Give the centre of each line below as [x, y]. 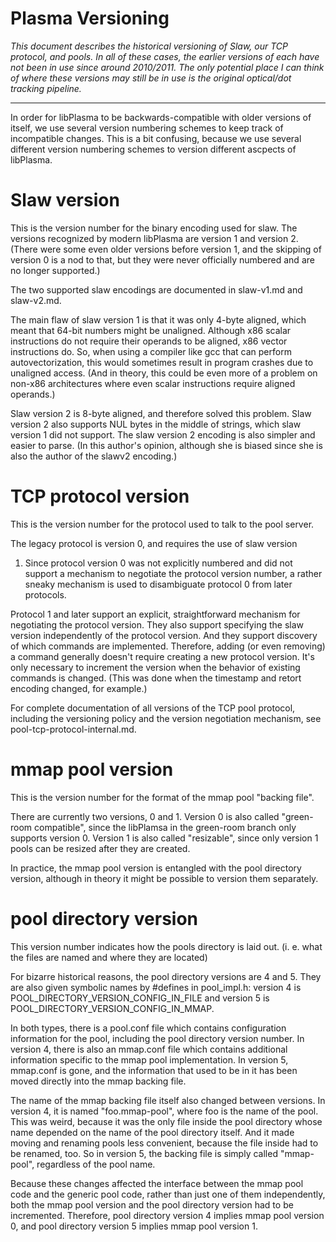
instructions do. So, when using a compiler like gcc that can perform [151, 351]
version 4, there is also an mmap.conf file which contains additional [149, 1049]
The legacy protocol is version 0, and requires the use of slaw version [154, 543]
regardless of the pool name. [96, 1164]
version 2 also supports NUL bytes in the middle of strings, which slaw [156, 424]
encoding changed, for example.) [79, 688]
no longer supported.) [55, 270]
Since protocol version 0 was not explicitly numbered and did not [158, 563]
